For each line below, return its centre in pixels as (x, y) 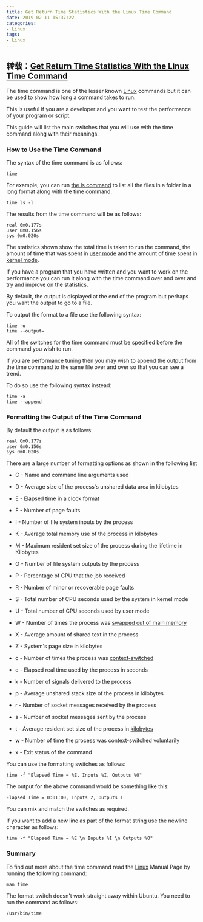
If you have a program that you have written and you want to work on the (97, 272)
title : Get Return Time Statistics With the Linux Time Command (89, 12)
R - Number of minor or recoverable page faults (75, 588)
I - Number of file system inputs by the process (74, 522)
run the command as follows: (42, 902)
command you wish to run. (39, 349)
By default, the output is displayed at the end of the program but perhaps (98, 297)
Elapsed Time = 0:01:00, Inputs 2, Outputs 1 (65, 798)
